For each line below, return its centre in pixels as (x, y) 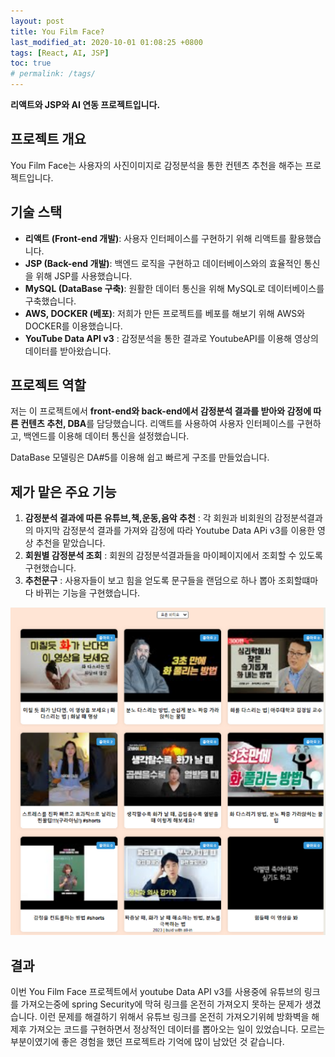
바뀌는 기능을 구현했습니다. (88, 593)
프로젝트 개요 (48, 139)
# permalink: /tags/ (53, 74)
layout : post (37, 21)
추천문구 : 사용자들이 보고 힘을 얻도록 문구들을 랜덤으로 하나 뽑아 (150, 581)
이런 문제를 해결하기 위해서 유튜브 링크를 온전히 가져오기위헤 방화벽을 (174, 1017)
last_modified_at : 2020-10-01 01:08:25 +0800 (106, 42)
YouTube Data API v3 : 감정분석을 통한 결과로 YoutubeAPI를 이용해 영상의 (171, 338)
